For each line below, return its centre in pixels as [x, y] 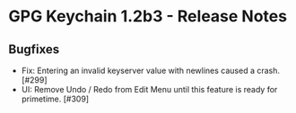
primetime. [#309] [55, 99]
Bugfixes [34, 49]
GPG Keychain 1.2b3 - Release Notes [148, 16]
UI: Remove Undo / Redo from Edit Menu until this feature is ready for [149, 89]
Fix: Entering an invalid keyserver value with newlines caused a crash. [150, 70]
